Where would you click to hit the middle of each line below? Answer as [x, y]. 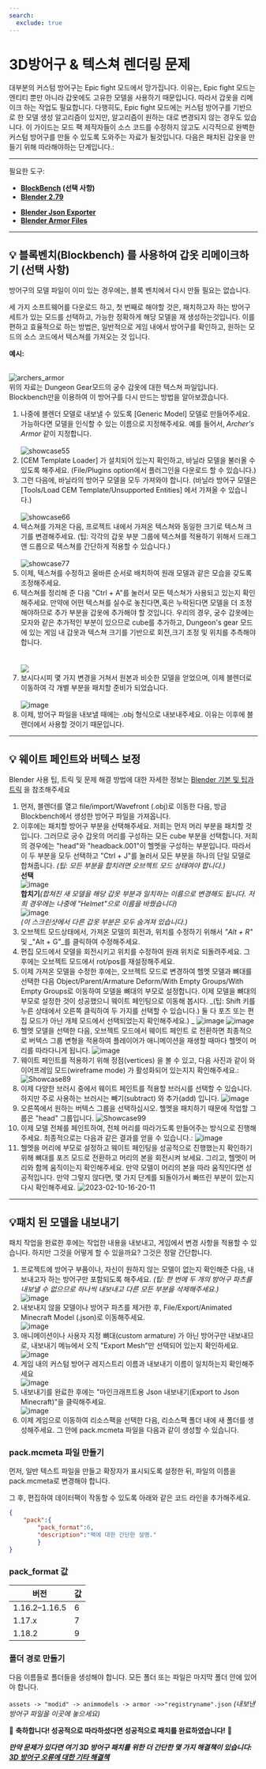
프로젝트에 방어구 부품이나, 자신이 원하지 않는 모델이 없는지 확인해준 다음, [133, 1269]
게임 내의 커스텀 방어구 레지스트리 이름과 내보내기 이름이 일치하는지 [124, 1364]
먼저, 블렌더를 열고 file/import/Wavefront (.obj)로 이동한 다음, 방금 [124, 807]
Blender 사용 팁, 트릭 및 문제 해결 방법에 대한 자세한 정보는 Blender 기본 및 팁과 [132, 780]
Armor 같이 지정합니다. [56, 434]
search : [22, 15]
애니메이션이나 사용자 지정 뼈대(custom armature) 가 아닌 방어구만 [124, 1336]
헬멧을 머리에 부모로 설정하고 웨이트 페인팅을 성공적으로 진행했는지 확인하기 [137, 1148]
